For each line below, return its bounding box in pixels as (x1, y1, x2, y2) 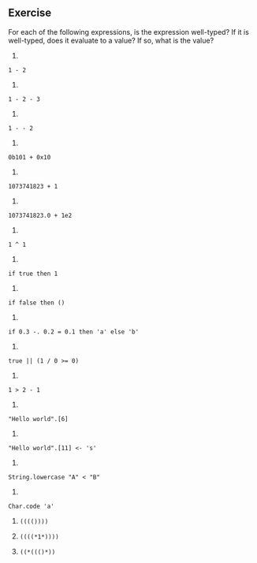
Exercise (8, 6, 52, 20)
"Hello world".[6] (8, 415, 69, 423)
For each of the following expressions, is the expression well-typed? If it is (8, 27, 250, 36)
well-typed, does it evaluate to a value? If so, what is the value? (8, 35, 214, 45)
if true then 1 (8, 270, 58, 278)
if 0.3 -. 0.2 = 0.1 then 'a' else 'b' (8, 327, 140, 336)
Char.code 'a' (8, 502, 55, 510)
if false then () (8, 299, 65, 307)
